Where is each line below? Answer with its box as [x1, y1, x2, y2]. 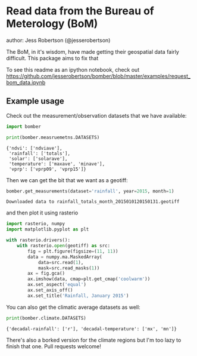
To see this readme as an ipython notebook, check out [6, 66, 140, 73]
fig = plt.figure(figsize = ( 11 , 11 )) [27, 248, 118, 254]
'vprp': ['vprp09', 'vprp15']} [8, 166, 86, 172]
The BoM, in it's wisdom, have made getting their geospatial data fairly [6, 48, 180, 55]
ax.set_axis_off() [27, 287, 73, 293]
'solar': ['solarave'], [8, 155, 68, 162]
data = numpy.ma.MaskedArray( [27, 254, 102, 260]
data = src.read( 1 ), [37, 259, 84, 265]
